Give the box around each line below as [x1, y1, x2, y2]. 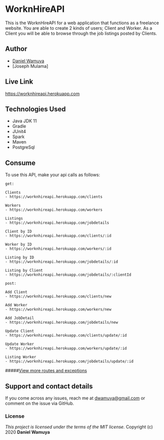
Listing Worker [5, 355, 37, 360]
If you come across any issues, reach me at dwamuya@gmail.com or [5, 395, 146, 401]
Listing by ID [5, 255, 35, 260]
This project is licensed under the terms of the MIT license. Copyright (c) [5, 424, 153, 430]
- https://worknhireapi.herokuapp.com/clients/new [5, 294, 112, 299]
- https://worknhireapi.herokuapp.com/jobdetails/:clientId [5, 272, 132, 278]
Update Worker [5, 342, 35, 347]
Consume [5, 158, 36, 167]
